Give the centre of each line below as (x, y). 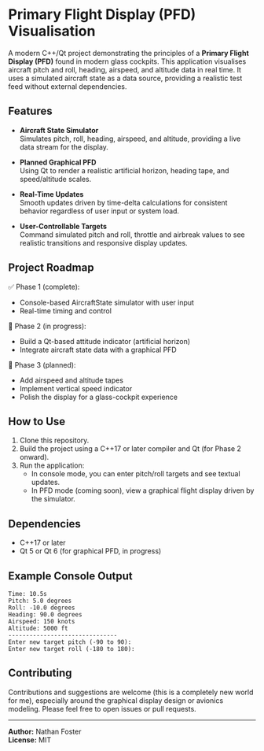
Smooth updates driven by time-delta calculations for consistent (123, 202)
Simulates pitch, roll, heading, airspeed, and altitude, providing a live (130, 139)
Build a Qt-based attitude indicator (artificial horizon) (105, 341)
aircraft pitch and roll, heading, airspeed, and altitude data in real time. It (125, 69)
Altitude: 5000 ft (38, 628)
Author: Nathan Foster (45, 731)
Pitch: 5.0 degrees (40, 601)
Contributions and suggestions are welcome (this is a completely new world (131, 692)
